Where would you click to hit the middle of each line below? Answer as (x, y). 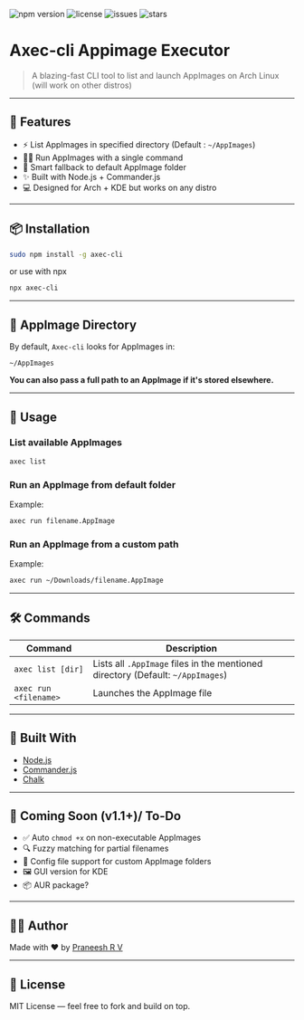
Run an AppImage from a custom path (94, 544)
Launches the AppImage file (152, 692)
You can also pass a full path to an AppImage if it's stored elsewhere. (142, 380)
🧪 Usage (33, 417)
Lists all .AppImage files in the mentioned (178, 663)
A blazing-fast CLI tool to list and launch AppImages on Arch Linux (155, 75)
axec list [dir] (49, 669)
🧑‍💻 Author (39, 925)
